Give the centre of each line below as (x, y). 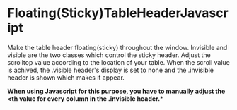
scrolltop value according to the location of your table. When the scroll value (118, 62)
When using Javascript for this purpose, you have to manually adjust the (116, 91)
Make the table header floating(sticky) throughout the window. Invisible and (117, 47)
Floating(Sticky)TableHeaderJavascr (118, 13)
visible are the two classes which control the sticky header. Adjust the (109, 55)
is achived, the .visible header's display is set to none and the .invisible (111, 70)
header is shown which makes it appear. (66, 77)
